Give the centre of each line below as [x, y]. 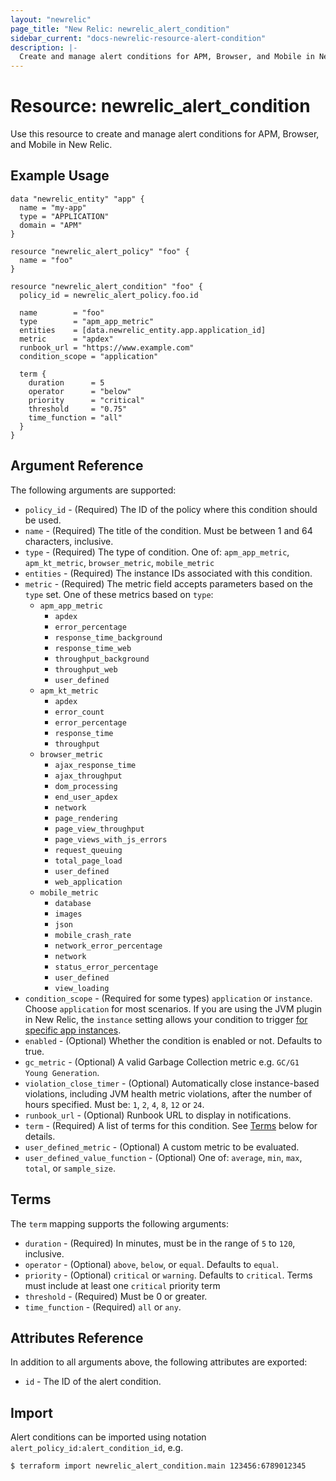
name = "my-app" [53, 207]
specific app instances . [73, 1030]
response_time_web [93, 648]
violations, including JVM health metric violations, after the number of [168, 1093]
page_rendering [86, 818]
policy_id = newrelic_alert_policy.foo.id [109, 295]
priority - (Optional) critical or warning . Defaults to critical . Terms [168, 1275]
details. [40, 1136]
